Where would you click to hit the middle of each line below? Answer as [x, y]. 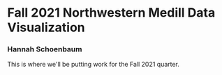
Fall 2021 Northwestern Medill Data [111, 13]
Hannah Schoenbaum [45, 49]
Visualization [46, 27]
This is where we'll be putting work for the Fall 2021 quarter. [94, 65]
